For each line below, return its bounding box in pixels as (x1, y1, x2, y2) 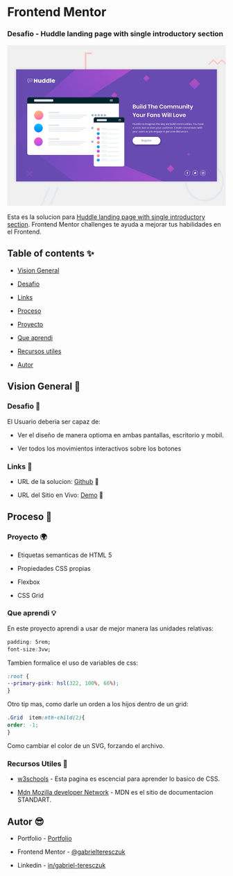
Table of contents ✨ (7, 248, 95, 259)
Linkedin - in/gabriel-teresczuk (17, 861, 106, 869)
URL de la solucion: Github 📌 (17, 477, 99, 485)
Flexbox (17, 578, 40, 586)
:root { (7, 672, 30, 680)
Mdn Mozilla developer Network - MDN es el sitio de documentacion (17, 788, 214, 797)
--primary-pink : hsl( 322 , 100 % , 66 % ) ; (7, 680, 119, 687)
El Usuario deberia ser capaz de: (7, 417, 101, 425)
